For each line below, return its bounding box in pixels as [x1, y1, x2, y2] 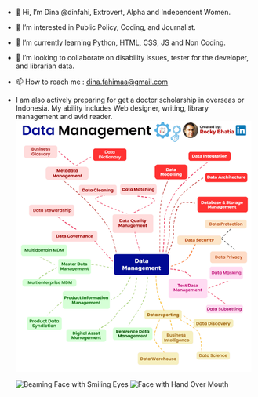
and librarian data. [15, 61, 74, 71]
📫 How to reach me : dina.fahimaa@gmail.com [15, 77, 169, 86]
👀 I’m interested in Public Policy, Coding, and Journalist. [15, 23, 196, 31]
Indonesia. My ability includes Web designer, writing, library [15, 104, 209, 113]
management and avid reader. [15, 112, 113, 121]
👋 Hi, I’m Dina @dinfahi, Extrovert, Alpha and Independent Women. [15, 8, 231, 16]
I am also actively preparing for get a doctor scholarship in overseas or [15, 95, 245, 104]
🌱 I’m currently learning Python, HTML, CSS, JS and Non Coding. [15, 38, 226, 47]
